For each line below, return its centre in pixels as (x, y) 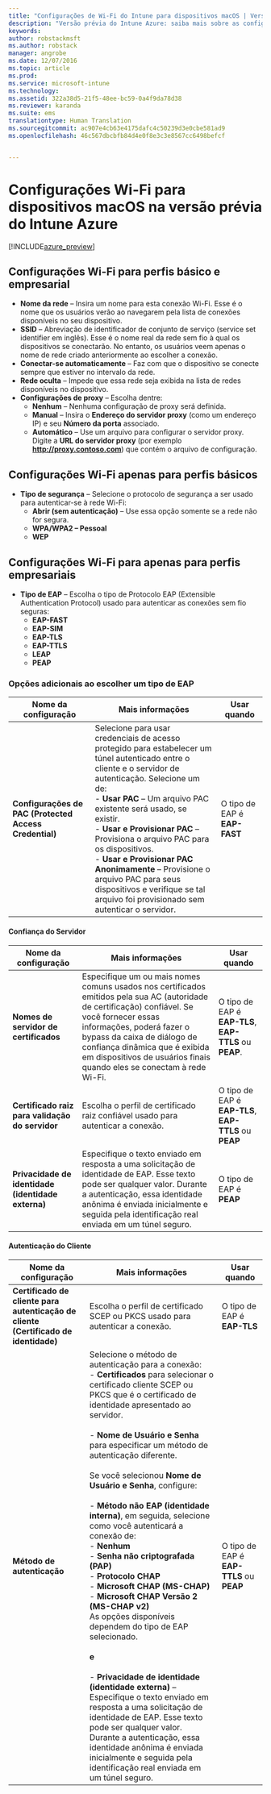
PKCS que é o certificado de (143, 1394)
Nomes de (33, 1017)
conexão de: (113, 1535)
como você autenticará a (136, 1526)
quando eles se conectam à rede (144, 1067)
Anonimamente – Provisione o (153, 869)
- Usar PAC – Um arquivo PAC (152, 799)
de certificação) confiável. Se (138, 1006)
